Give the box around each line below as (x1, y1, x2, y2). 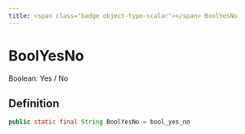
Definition (8, 96, 59, 110)
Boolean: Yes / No (8, 73, 69, 83)
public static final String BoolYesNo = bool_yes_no (8, 118, 191, 126)
